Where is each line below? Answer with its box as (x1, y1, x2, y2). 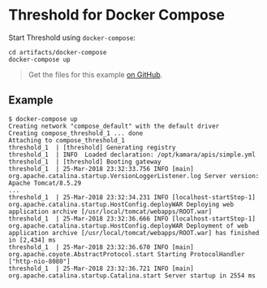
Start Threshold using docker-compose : (8, 33, 136, 42)
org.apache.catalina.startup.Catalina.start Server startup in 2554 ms (8, 271, 256, 280)
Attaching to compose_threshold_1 (8, 136, 126, 144)
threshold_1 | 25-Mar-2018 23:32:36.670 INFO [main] (8, 242, 195, 251)
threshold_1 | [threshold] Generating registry (8, 143, 176, 151)
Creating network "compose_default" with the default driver (8, 122, 220, 130)
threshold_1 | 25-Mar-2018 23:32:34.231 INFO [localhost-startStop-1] (8, 193, 256, 201)
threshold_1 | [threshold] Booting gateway (8, 157, 161, 166)
